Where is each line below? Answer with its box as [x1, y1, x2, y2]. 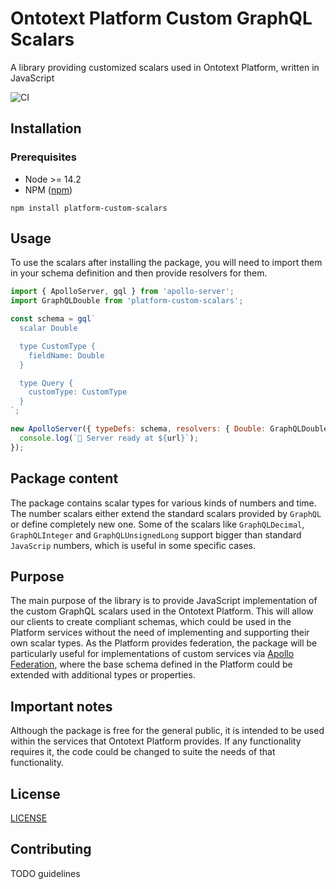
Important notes [10, 698, 113, 715]
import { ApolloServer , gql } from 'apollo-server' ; [10, 287, 235, 297]
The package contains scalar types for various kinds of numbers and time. [10, 497, 317, 509]
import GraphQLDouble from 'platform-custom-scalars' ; [10, 296, 244, 306]
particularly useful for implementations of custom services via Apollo [10, 648, 295, 660]
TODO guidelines [10, 867, 81, 879]
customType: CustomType [28, 387, 128, 397]
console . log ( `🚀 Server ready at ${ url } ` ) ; [19, 433, 199, 443]
